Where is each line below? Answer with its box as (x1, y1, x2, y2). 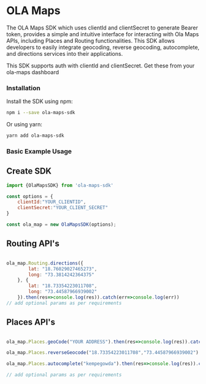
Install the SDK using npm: (6, 98, 74, 105)
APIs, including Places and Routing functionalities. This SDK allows (6, 37, 175, 44)
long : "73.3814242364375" (28, 271, 95, 278)
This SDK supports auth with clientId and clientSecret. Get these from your (6, 62, 195, 69)
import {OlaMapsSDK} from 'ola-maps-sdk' (6, 182, 114, 188)
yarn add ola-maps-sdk (6, 132, 64, 139)
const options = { (6, 193, 53, 199)
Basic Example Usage (6, 147, 72, 155)
